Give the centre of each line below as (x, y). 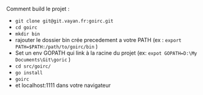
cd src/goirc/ (33, 66)
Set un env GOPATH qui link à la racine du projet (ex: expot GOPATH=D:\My (106, 53)
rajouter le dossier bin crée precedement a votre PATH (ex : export (98, 40)
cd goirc (26, 27)
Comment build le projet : (38, 9)
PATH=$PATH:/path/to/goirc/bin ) (57, 46)
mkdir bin (28, 34)
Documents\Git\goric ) (43, 59)
